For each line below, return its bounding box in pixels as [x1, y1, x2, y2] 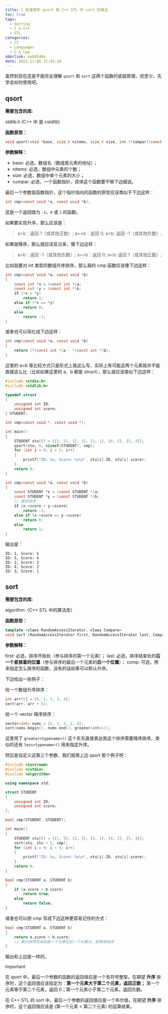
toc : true [5, 12, 26, 17]
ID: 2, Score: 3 [5, 560, 39, 565]
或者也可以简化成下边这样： [5, 329, 62, 335]
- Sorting [9, 21, 30, 27]
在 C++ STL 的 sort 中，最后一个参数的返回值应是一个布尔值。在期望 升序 [5, 997, 156, 1003]
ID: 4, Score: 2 [5, 564, 39, 569]
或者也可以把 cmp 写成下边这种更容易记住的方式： [5, 915, 109, 921]
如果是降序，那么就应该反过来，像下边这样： [5, 241, 97, 247]
